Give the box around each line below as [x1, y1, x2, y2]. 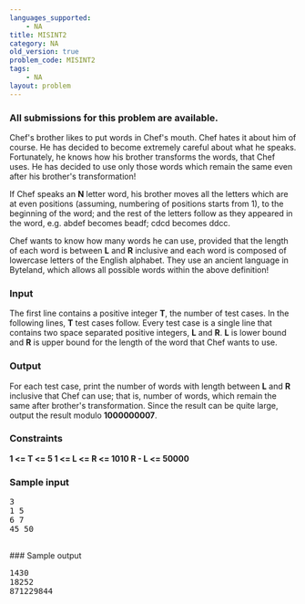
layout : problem [9, 81, 71, 90]
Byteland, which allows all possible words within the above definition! [9, 264, 269, 275]
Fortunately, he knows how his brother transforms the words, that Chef [9, 151, 276, 162]
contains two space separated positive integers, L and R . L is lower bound [9, 328, 287, 338]
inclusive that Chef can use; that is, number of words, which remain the [9, 390, 278, 401]
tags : [9, 65, 30, 74]
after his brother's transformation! [9, 171, 137, 182]
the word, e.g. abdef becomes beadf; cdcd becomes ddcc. [9, 217, 230, 228]
